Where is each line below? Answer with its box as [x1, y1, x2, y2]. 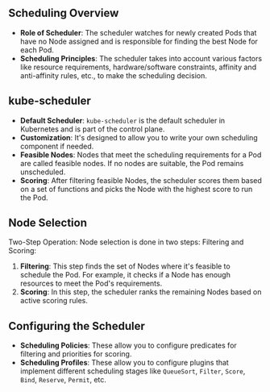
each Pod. [19, 44, 55, 55]
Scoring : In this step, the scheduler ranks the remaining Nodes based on [19, 287, 262, 297]
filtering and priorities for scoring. [19, 349, 132, 359]
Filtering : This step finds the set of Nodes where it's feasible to [19, 261, 231, 271]
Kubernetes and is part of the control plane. [19, 124, 165, 134]
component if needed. [19, 141, 94, 151]
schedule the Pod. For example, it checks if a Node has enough [19, 270, 231, 280]
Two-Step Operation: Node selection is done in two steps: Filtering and [8, 237, 244, 247]
